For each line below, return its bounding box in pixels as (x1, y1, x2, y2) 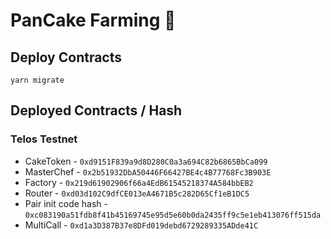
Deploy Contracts (10, 49, 123, 66)
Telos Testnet (10, 132, 78, 146)
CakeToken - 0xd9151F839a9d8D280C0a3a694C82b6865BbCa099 (24, 155, 268, 167)
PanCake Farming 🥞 (10, 9, 177, 32)
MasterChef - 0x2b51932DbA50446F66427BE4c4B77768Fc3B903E (24, 165, 272, 178)
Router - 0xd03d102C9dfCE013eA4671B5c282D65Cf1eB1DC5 (24, 187, 250, 199)
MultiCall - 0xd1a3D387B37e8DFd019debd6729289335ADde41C (24, 219, 259, 231)
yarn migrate (10, 75, 65, 85)
